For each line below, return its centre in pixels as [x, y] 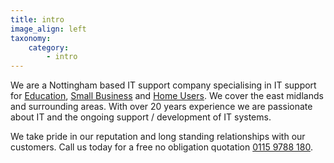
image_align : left [48, 29]
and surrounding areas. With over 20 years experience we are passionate [161, 107]
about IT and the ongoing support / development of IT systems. [141, 117]
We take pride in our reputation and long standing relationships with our [158, 137]
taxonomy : [31, 38]
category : [49, 47]
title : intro [37, 19]
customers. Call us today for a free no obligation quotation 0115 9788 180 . [161, 147]
